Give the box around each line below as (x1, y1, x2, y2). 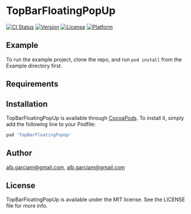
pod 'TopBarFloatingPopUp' (6, 132, 72, 138)
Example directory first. (6, 62, 62, 69)
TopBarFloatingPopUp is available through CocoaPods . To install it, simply (6, 114, 184, 121)
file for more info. (6, 202, 48, 209)
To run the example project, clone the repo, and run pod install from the (6, 56, 182, 63)
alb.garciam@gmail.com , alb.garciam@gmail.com (6, 164, 126, 171)
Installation (6, 99, 48, 109)
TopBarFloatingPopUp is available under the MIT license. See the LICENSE (6, 196, 185, 203)
